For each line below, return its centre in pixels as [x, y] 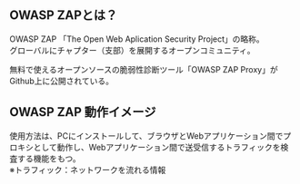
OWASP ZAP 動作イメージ [83, 112]
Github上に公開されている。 [62, 81]
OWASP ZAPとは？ [64, 15]
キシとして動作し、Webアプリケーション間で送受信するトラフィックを [149, 147]
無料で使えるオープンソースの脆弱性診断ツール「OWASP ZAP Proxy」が [144, 69]
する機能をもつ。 [49, 158]
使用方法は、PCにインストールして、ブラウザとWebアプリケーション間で [146, 136]
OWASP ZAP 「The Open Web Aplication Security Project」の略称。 [137, 39]
